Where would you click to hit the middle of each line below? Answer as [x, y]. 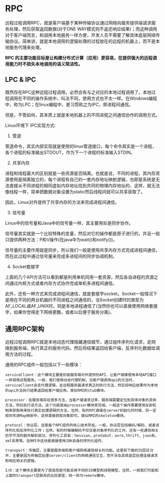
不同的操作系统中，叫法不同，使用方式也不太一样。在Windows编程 [90, 98]
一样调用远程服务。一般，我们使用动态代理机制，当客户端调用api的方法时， [70, 380]
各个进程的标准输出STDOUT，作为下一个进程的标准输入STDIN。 [70, 152]
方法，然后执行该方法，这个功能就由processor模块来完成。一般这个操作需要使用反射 [79, 405]
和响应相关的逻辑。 [22, 461]
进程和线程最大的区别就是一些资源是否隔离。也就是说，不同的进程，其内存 [80, 173]
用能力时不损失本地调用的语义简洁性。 [44, 64]
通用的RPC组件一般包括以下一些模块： [44, 365]
